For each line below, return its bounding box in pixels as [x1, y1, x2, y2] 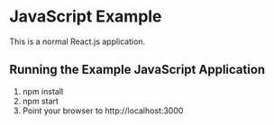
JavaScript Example [9, 6, 162, 27]
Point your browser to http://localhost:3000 [22, 105, 184, 116]
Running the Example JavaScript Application [9, 62, 266, 77]
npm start [22, 95, 59, 106]
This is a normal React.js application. [9, 36, 146, 47]
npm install [22, 85, 64, 96]
